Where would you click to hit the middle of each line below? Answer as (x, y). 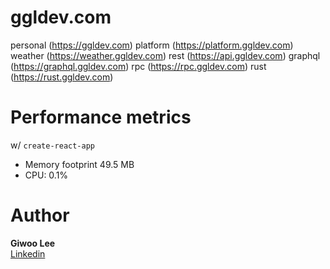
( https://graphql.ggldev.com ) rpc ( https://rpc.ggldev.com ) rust (138, 66)
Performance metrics (101, 117)
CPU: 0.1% (46, 175)
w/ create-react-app (52, 145)
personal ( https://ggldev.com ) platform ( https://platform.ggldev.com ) (152, 45)
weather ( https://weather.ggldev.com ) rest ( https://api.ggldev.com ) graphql (165, 55)
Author (40, 215)
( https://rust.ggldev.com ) (62, 77)
